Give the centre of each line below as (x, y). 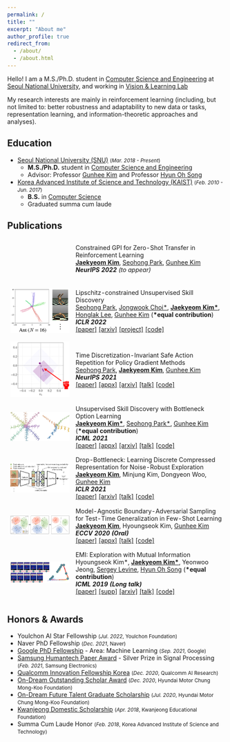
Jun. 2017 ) (30, 190)
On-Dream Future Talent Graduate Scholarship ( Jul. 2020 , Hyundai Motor (115, 695)
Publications (35, 226)
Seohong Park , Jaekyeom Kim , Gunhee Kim (138, 370)
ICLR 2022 (91, 322)
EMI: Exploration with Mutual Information (133, 554)
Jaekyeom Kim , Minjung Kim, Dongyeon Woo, (141, 475)
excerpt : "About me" (37, 29)
